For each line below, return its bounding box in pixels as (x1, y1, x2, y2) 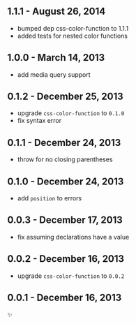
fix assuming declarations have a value (17, 233, 130, 241)
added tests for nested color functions (17, 31, 128, 40)
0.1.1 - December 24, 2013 (7, 136, 121, 149)
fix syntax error (17, 117, 61, 125)
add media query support (17, 70, 91, 79)
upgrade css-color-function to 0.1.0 (17, 109, 125, 117)
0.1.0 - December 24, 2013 (7, 175, 124, 187)
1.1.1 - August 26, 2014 (7, 6, 106, 17)
